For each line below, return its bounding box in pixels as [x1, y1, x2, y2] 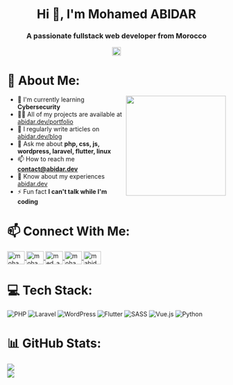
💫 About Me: [7, 72, 80, 88]
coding [17, 197, 38, 206]
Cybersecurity [17, 103, 61, 111]
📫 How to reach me [17, 155, 75, 163]
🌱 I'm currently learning [17, 95, 85, 104]
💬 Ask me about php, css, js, [17, 140, 100, 148]
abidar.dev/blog [17, 132, 62, 141]
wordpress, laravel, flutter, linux [17, 147, 112, 156]
